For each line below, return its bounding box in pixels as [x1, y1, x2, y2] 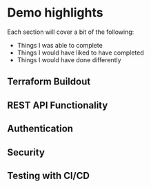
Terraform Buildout [7, 76, 91, 88]
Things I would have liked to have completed [17, 48, 144, 57]
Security [7, 147, 45, 158]
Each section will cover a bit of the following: [7, 28, 134, 36]
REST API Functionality [7, 99, 108, 111]
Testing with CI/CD [7, 169, 90, 181]
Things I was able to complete [17, 41, 103, 49]
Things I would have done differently [17, 55, 122, 64]
